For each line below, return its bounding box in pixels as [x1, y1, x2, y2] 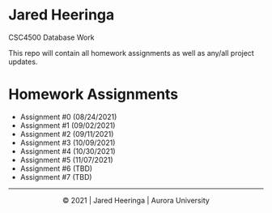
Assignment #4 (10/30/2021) [19, 146, 116, 155]
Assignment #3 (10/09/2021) [19, 138, 116, 147]
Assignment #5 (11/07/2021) [19, 155, 113, 164]
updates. [8, 57, 38, 66]
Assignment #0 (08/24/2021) [19, 112, 117, 121]
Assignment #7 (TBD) [19, 172, 92, 181]
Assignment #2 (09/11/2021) [19, 129, 114, 138]
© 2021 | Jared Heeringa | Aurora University [62, 195, 210, 205]
